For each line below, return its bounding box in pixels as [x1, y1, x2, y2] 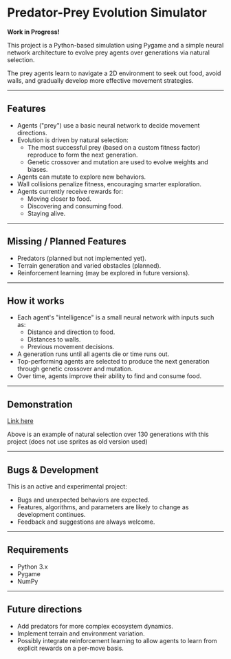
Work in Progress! [7, 28, 60, 36]
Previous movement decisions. [27, 343, 115, 351]
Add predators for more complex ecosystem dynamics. [16, 622, 174, 630]
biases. [27, 165, 48, 173]
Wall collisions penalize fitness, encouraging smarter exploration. [16, 179, 201, 188]
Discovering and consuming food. [27, 201, 124, 210]
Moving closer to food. [27, 195, 91, 203]
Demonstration [7, 398, 74, 410]
